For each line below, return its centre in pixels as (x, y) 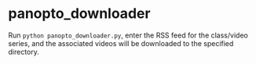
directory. (24, 52)
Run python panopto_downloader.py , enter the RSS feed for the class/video (128, 35)
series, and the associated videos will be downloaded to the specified (121, 43)
